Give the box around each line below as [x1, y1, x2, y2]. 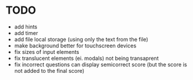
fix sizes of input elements [14, 48, 79, 55]
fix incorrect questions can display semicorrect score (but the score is [14, 60, 188, 68]
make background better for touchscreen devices [14, 42, 137, 49]
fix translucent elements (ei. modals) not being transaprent [14, 55, 159, 62]
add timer [14, 29, 38, 36]
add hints [14, 23, 38, 30]
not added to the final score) [14, 67, 85, 74]
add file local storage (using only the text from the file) [14, 36, 149, 43]
